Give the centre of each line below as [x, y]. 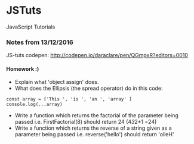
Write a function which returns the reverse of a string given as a [93, 128]
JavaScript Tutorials [31, 27]
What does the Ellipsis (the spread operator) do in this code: [89, 88]
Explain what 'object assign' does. [57, 82]
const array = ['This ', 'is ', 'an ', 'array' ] [69, 99]
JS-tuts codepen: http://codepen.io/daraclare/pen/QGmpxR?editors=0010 [97, 55]
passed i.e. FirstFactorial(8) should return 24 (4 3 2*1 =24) [86, 122]
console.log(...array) [34, 105]
